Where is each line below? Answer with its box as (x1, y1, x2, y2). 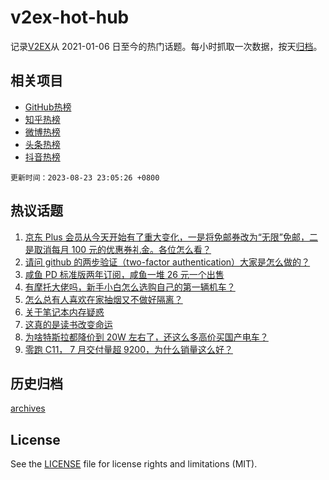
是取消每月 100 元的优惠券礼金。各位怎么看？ (24, 243, 212, 255)
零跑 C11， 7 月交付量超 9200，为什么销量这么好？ (24, 343, 233, 355)
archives (10, 402, 46, 415)
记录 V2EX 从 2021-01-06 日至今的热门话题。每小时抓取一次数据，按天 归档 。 (10, 40, 323, 52)
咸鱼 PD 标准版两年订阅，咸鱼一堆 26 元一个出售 (24, 268, 225, 280)
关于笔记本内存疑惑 (24, 306, 105, 318)
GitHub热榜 (24, 101, 72, 113)
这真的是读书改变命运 (24, 318, 113, 330)
